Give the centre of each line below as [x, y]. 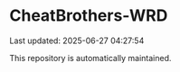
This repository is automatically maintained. [90, 58]
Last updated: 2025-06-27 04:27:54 [77, 40]
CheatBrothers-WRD [89, 16]
